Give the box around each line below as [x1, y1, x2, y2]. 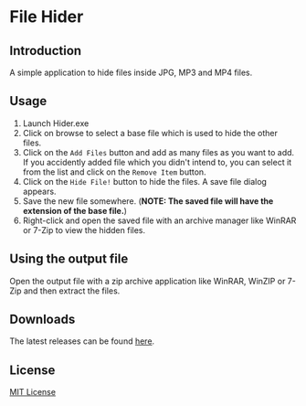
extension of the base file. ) [22, 205, 128, 216]
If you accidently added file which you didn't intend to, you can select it [22, 156, 292, 167]
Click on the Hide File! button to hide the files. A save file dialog [22, 176, 268, 187]
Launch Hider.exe [22, 117, 90, 129]
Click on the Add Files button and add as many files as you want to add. [22, 146, 295, 157]
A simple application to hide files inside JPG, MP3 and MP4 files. [9, 67, 253, 78]
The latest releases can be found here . [9, 336, 155, 347]
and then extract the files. [23, 285, 121, 296]
